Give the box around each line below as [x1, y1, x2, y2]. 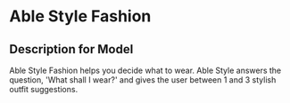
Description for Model [9, 42, 134, 57]
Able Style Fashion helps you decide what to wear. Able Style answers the [9, 65, 282, 75]
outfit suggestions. [9, 84, 79, 94]
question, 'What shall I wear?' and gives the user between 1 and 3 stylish [9, 75, 277, 85]
